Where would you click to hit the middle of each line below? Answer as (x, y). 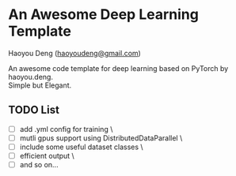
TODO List (34, 110)
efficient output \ (47, 155)
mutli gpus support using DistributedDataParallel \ (101, 138)
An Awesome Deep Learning (104, 15)
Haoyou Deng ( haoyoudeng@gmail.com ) (74, 53)
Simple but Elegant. (40, 85)
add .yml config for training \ (66, 129)
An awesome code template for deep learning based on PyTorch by (118, 68)
